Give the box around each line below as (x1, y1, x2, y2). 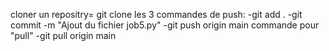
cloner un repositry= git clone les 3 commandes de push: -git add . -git (10, 9, 303, 20)
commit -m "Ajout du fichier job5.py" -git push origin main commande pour (10, 19, 320, 31)
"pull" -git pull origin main (10, 30, 117, 41)
